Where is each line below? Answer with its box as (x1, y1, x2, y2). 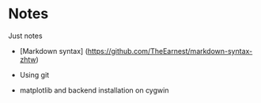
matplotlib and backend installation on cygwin (19, 85, 169, 95)
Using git (19, 70, 50, 79)
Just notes (8, 31, 43, 40)
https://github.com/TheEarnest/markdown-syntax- (87, 46, 253, 55)
